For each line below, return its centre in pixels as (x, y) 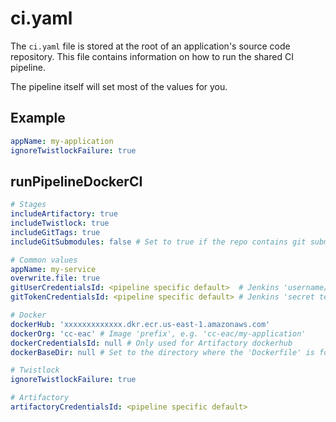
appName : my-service (53, 269)
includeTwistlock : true (60, 223)
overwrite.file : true (55, 278)
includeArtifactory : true (64, 214)
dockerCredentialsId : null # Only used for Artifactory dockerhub (151, 343)
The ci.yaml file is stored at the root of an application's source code (150, 46)
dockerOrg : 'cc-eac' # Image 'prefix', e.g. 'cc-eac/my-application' (158, 333)
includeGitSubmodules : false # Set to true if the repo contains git (158, 242)
